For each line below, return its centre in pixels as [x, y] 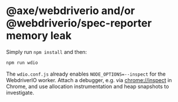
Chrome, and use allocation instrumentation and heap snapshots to [88, 86]
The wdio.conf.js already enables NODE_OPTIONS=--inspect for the [86, 74]
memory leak [39, 36]
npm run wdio [22, 63]
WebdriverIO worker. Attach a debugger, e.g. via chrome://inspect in [89, 80]
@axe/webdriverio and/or [71, 11]
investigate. [20, 93]
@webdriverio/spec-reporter [79, 23]
